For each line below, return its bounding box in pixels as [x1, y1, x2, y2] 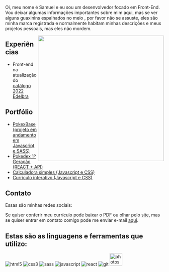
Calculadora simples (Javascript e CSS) [12, 169, 95, 175]
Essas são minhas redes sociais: [5, 202, 72, 208]
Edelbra [12, 93, 29, 99]
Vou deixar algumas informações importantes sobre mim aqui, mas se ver [5, 10, 158, 16]
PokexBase [12, 121, 36, 127]
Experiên [5, 40, 34, 49]
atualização [12, 72, 37, 78]
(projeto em [12, 126, 37, 132]
